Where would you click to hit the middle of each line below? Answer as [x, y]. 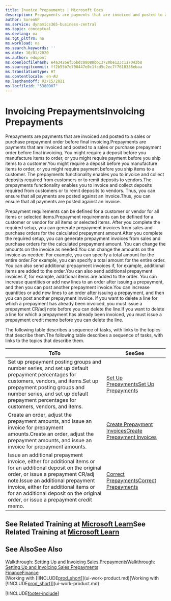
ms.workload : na [22, 43]
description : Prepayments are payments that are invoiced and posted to [84, 15]
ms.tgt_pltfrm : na [25, 39]
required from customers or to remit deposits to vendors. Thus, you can [80, 190]
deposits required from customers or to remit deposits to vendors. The [78, 180]
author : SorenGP [22, 19]
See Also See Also [34, 549]
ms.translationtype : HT [31, 72]
